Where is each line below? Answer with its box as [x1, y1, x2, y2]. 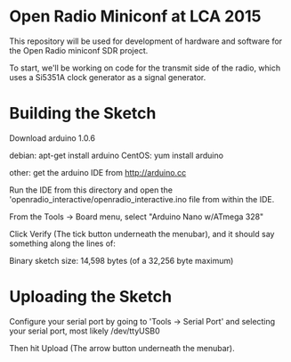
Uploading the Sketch [9, 287, 173, 307]
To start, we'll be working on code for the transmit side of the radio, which [9, 62, 281, 73]
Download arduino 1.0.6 [9, 132, 96, 144]
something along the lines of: [9, 238, 116, 249]
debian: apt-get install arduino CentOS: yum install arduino [9, 150, 224, 160]
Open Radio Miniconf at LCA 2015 [9, 6, 262, 27]
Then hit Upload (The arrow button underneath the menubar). [9, 342, 235, 353]
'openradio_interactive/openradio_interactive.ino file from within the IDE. [9, 193, 275, 204]
